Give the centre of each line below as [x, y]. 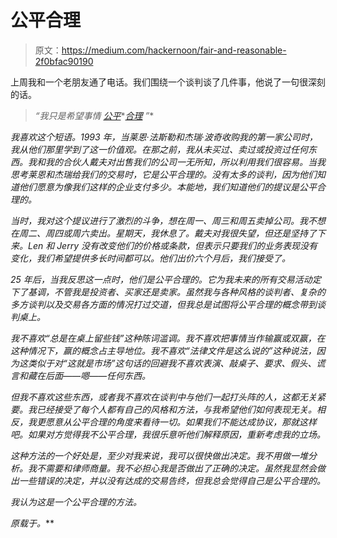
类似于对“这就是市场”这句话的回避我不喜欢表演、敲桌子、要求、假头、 [172, 363]
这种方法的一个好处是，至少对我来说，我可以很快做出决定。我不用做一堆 [159, 455]
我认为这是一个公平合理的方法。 [76, 502]
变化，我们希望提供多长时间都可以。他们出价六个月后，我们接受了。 [150, 258]
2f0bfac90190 [64, 61]
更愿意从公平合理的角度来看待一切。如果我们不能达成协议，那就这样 [176, 422]
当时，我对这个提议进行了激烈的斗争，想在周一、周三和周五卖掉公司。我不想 [168, 220]
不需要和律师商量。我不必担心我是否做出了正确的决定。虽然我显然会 [176, 468]
